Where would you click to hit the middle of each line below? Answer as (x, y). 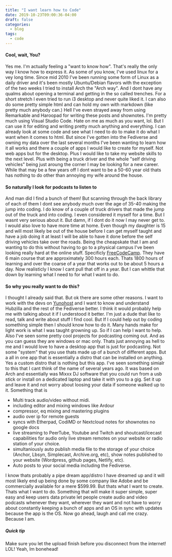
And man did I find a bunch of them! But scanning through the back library (84, 198)
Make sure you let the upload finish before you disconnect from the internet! (86, 544)
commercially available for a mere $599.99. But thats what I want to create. (84, 486)
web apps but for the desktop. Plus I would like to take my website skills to (84, 154)
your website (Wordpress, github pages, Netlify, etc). (68, 460)
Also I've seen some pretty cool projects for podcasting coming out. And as (85, 336)
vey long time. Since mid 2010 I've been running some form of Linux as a (82, 77)
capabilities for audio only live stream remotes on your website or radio (88, 438)
